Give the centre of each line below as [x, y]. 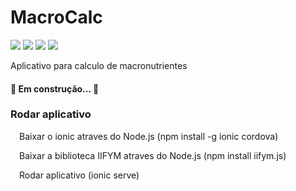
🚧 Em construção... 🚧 [55, 88]
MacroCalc [56, 17]
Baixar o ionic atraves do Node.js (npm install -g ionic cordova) [149, 136]
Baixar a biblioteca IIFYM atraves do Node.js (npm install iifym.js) [153, 155]
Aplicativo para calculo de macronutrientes [99, 65]
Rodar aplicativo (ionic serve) [79, 175]
